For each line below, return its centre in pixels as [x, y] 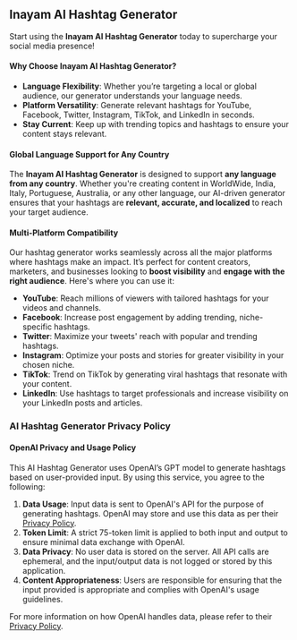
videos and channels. [61, 308]
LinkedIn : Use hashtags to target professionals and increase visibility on [155, 394]
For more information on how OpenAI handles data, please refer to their [141, 616]
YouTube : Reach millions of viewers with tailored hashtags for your [146, 298]
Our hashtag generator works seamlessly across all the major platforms [141, 252]
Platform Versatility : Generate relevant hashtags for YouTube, [137, 106]
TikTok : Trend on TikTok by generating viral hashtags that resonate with [155, 374]
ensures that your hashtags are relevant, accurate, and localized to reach [146, 203]
